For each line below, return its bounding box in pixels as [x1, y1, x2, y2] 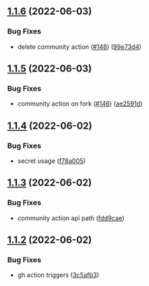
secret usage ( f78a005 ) [17, 157, 86, 165]
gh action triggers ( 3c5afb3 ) [17, 271, 99, 279]
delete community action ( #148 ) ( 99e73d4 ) [17, 42, 142, 51]
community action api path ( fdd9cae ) [17, 213, 125, 222]
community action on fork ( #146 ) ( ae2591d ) [17, 99, 143, 108]
